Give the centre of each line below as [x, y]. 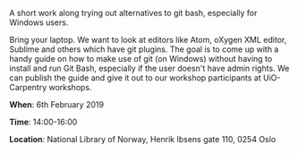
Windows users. [39, 22]
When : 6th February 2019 [57, 105]
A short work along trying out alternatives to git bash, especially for [133, 13]
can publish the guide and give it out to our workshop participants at [135, 78]
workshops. [70, 87]
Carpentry [28, 87]
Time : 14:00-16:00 [43, 122]
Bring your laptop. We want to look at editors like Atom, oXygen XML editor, [148, 40]
